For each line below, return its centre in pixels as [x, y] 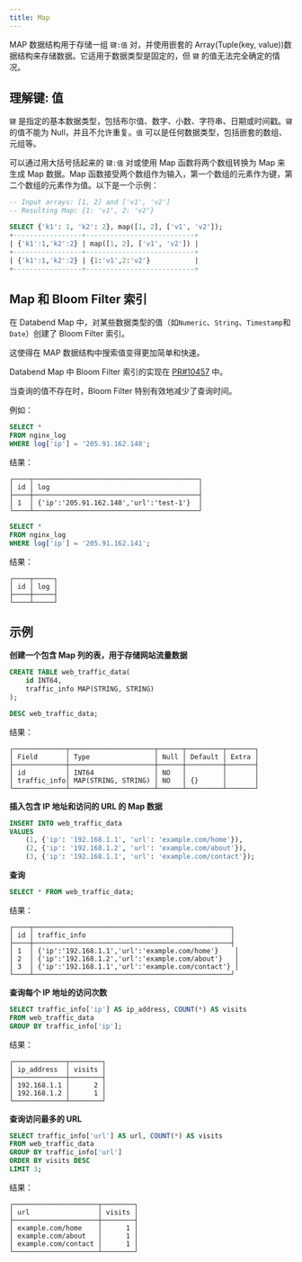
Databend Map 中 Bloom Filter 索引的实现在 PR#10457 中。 [119, 372]
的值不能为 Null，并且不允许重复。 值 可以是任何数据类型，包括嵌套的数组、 [148, 132]
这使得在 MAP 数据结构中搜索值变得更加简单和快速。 [107, 353]
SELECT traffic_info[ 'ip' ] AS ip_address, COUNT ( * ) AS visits [128, 1009]
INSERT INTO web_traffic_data [66, 823]
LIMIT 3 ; [26, 1169]
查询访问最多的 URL [46, 1119]
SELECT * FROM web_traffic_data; [72, 892]
